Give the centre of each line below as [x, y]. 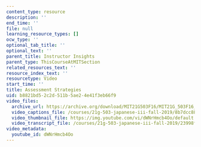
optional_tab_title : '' [36, 46]
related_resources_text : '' [41, 67]
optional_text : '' [29, 51]
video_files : [22, 101]
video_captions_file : [39, 112]
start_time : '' [25, 85]
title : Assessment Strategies [44, 90]
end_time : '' [22, 23]
